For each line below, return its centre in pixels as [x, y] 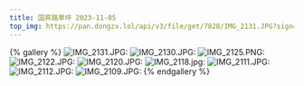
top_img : [26, 26]
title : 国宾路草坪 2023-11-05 [63, 18]
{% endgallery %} [177, 71]
